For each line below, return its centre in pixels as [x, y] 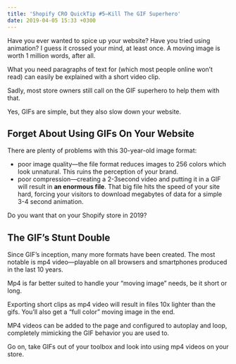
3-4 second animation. [50, 202]
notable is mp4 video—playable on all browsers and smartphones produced [117, 262]
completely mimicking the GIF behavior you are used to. [88, 333]
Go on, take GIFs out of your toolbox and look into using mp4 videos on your [118, 347]
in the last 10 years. [35, 269]
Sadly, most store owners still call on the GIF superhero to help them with [113, 90]
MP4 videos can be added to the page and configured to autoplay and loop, [117, 326]
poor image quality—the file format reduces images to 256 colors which [122, 164]
